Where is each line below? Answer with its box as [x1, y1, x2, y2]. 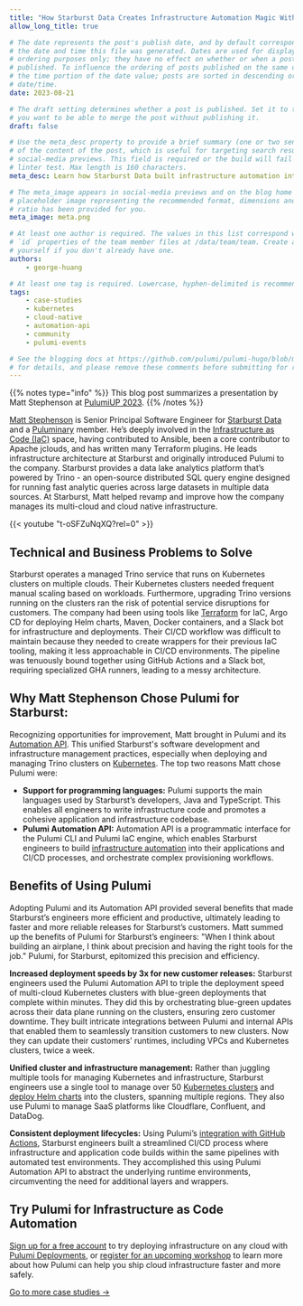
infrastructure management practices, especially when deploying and [9, 747, 268, 759]
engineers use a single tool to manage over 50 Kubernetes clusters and [9, 1081, 275, 1092]
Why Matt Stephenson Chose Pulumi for [9, 691, 240, 706]
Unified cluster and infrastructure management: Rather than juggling [9, 1062, 271, 1073]
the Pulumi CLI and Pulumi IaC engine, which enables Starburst [22, 832, 257, 843]
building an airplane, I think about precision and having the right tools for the [9, 941, 293, 952]
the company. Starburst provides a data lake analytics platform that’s [9, 463, 264, 474]
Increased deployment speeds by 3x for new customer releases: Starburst [9, 968, 293, 979]
